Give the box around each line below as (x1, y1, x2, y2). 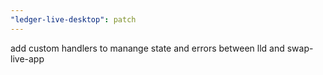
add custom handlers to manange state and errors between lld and (10, 42, 285, 54)
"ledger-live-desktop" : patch (10, 14, 137, 25)
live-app (10, 52, 45, 65)
